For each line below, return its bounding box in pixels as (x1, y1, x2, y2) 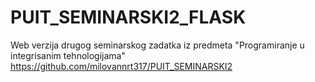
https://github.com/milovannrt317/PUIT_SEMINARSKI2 (10, 60, 233, 72)
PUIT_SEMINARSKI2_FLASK (10, 6, 247, 29)
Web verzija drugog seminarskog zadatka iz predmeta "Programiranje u (10, 39, 305, 51)
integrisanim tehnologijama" (10, 49, 126, 61)
